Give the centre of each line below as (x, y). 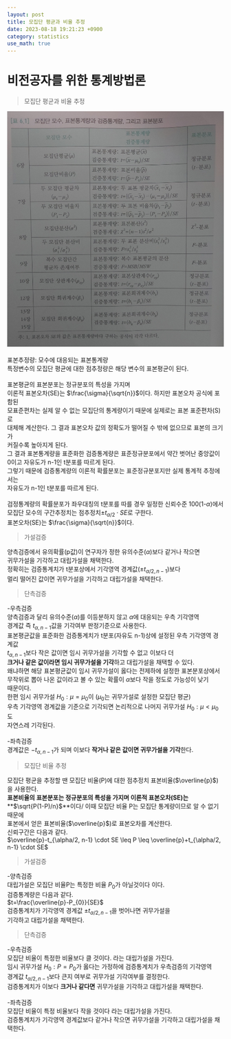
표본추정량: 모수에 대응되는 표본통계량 (58, 360)
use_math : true (29, 44)
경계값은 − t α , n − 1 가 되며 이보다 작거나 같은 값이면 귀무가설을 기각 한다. (100, 750)
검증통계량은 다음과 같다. (40, 894)
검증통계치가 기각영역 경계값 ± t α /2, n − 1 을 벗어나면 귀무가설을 (89, 911)
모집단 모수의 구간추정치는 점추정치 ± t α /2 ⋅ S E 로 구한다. (80, 513)
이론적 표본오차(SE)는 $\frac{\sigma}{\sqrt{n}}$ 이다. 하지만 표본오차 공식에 (110, 393)
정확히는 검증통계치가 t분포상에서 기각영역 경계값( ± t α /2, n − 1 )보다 (94, 570)
